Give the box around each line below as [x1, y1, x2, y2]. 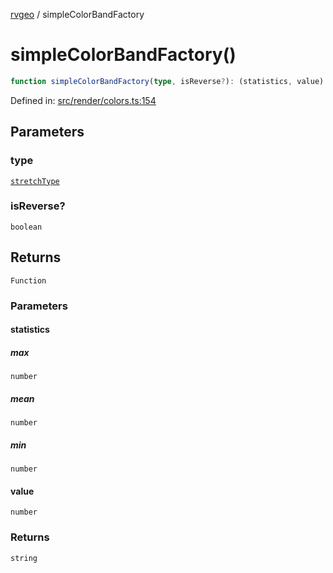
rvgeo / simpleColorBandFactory [10, 9, 145, 20]
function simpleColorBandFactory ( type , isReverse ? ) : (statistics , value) [10, 76, 325, 86]
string [10, 553, 38, 563]
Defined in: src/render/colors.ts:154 [10, 94, 157, 106]
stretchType [10, 176, 60, 186]
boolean [10, 222, 43, 232]
